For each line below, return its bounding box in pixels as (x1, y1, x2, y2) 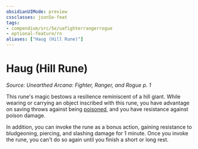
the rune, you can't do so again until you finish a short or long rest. (6, 136, 169, 143)
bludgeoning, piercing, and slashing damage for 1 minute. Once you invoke (6, 129, 189, 137)
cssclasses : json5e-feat (6, 14, 68, 20)
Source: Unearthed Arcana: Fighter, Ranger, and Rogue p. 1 (6, 81, 151, 88)
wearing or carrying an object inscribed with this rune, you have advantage (6, 99, 190, 106)
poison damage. (6, 112, 46, 119)
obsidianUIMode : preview (6, 8, 68, 15)
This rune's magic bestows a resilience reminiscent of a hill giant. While (6, 93, 181, 100)
